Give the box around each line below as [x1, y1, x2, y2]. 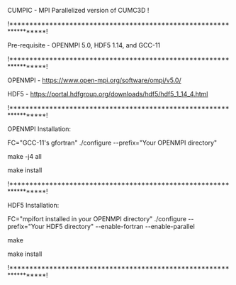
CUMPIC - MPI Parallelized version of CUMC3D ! [7, 6, 150, 14]
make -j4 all [7, 152, 43, 160]
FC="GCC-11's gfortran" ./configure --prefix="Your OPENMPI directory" [7, 138, 218, 147]
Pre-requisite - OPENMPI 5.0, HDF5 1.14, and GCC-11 [7, 41, 161, 49]
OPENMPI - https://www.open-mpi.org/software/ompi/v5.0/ [7, 76, 182, 84]
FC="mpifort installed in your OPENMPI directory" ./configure [7, 215, 186, 223]
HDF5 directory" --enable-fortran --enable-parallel [45, 223, 195, 230]
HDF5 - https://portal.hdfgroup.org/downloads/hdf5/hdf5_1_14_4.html [7, 90, 208, 98]
